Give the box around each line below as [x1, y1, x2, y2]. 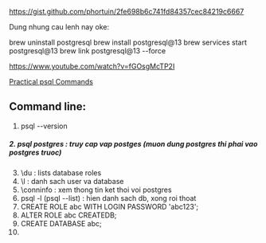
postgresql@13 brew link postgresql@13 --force [9, 46, 166, 55]
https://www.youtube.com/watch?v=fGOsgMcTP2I [9, 61, 175, 71]
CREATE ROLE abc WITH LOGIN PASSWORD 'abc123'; [20, 202, 199, 211]
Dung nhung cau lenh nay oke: [9, 22, 110, 31]
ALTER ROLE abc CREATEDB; [20, 210, 117, 220]
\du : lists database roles [20, 167, 102, 178]
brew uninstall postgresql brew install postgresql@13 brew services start [9, 37, 248, 47]
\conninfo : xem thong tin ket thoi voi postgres [20, 185, 172, 194]
